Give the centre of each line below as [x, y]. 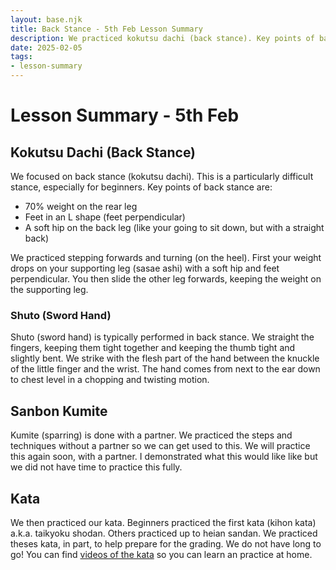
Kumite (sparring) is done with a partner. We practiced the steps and [151, 435]
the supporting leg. [49, 289]
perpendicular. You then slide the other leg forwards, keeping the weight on [166, 279]
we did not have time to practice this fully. [96, 467]
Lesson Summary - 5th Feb [125, 115]
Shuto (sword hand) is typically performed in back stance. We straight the [162, 337]
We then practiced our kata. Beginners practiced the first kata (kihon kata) [163, 522]
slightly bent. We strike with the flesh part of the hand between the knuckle [165, 358]
